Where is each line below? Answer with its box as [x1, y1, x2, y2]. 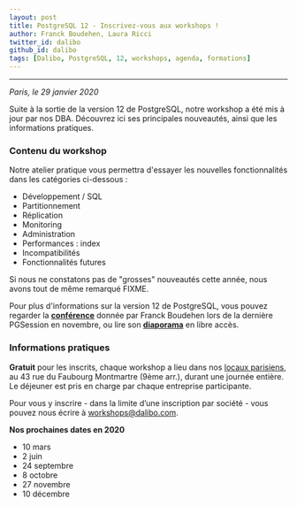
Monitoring [21, 219, 62, 230]
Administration [21, 229, 76, 240]
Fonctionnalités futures [21, 257, 106, 268]
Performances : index [21, 238, 101, 249]
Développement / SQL [21, 191, 103, 202]
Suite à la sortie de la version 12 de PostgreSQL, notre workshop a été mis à [9, 103, 286, 114]
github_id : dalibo [9, 46, 77, 55]
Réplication [21, 210, 64, 221]
